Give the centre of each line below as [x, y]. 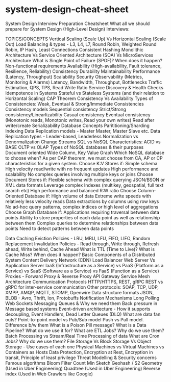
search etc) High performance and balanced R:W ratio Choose [71, 190]
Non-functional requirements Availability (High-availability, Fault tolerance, [83, 66]
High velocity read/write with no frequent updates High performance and [82, 169]
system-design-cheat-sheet [67, 9]
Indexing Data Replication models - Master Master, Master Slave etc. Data [83, 131]
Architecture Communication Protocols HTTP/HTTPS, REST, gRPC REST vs [84, 282]
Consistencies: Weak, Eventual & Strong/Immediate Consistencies [75, 104]
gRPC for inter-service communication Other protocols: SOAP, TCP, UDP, [82, 287]
